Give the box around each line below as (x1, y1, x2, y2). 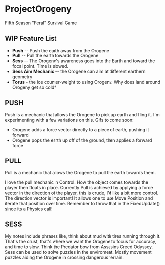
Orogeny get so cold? (12, 84, 57, 90)
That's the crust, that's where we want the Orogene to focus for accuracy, (5, 239, 157, 245)
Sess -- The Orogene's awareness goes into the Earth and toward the (12, 58, 155, 64)
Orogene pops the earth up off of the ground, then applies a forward (12, 137, 152, 143)
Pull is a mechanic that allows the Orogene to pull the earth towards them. (5, 170, 156, 176)
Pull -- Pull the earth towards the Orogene (12, 53, 99, 58)
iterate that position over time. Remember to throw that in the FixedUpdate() (5, 201, 160, 207)
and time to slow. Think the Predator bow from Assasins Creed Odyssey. (5, 244, 153, 250)
